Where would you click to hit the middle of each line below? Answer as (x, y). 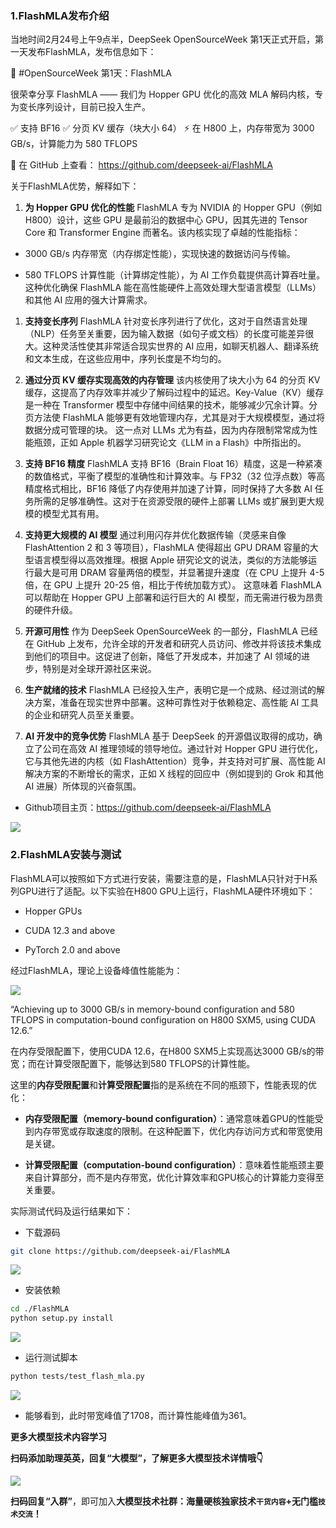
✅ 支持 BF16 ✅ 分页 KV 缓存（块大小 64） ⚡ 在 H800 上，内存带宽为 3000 (162, 128)
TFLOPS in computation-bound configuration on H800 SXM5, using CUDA (163, 1019)
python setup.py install (62, 1318)
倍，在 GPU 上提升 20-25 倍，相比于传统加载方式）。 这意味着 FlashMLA (173, 585)
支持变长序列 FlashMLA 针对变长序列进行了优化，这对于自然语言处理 (166, 321)
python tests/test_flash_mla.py (77, 1377)
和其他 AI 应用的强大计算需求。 (88, 300)
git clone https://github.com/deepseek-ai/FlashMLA (120, 1251)
